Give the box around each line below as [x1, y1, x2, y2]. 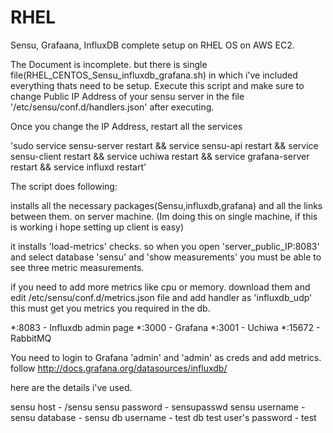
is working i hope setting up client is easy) [10, 221, 185, 233]
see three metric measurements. [10, 261, 145, 273]
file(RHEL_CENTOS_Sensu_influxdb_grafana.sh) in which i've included [10, 69, 298, 81]
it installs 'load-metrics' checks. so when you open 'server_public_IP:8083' [10, 240, 320, 252]
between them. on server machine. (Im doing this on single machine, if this [10, 210, 318, 222]
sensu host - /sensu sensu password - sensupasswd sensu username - [10, 401, 306, 413]
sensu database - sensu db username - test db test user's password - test [10, 411, 317, 423]
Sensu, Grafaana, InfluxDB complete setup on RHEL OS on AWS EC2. [10, 39, 295, 51]
